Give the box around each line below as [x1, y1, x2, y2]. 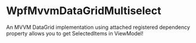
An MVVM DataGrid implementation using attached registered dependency [6, 24, 191, 31]
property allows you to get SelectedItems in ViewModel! [6, 29, 144, 37]
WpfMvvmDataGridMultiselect [6, 4, 162, 18]
